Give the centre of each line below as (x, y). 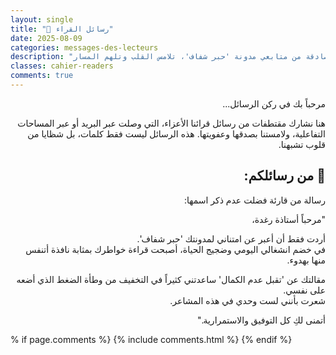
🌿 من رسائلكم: (284, 176)
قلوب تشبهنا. (302, 144)
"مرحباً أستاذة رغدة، (288, 219)
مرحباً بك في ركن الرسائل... (274, 103)
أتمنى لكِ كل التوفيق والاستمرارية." (261, 320)
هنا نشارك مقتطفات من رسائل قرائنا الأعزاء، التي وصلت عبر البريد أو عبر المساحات (171, 123)
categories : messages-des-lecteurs (84, 47)
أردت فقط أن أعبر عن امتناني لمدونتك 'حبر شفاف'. (231, 238)
